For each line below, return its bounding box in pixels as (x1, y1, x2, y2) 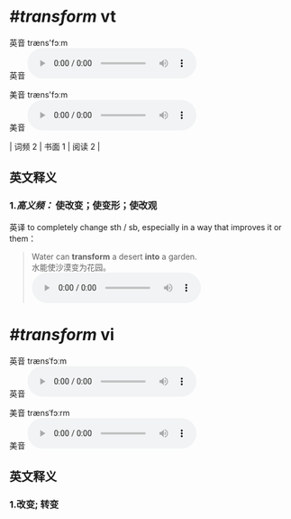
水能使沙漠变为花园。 (31, 262, 111, 273)
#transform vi (9, 324, 115, 345)
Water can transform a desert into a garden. (31, 251, 197, 262)
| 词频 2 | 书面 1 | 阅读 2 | (9, 141, 101, 152)
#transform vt (9, 6, 117, 27)
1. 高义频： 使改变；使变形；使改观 (9, 199, 158, 212)
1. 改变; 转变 (9, 498, 59, 511)
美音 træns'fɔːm (9, 88, 68, 100)
